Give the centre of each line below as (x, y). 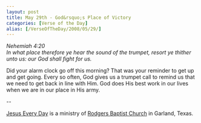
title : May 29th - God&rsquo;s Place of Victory (69, 18)
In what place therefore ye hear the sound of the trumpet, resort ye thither (99, 53)
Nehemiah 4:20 (26, 46)
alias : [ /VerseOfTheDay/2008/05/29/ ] (54, 29)
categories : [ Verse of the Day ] (47, 23)
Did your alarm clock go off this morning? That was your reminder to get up (100, 71)
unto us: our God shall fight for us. (49, 59)
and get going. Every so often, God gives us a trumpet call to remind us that (100, 77)
